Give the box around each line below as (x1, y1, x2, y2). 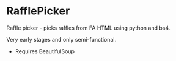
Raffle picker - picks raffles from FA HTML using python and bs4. (6, 24, 170, 31)
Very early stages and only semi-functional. (6, 36, 117, 43)
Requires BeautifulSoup (15, 47, 75, 55)
